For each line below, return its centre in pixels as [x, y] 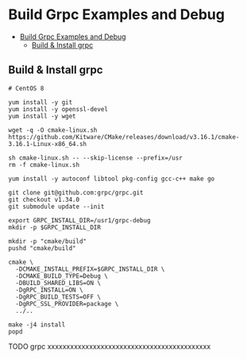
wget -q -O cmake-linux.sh [53, 130]
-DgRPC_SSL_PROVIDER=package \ [67, 303]
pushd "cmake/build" [42, 248]
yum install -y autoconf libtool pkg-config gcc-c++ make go [112, 179]
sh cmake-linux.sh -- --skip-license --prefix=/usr [95, 158]
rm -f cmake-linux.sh [44, 164]
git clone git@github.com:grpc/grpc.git [76, 192]
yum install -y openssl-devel [58, 109]
